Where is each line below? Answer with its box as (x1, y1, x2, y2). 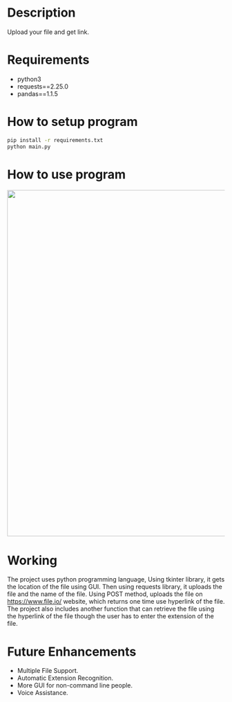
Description (7, 5, 76, 21)
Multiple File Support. (17, 667, 79, 675)
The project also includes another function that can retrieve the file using (7, 604, 215, 613)
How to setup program (7, 114, 138, 129)
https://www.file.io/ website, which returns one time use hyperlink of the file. (7, 597, 225, 606)
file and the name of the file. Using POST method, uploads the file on (7, 590, 203, 598)
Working (7, 552, 57, 568)
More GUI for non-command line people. (17, 681, 133, 690)
